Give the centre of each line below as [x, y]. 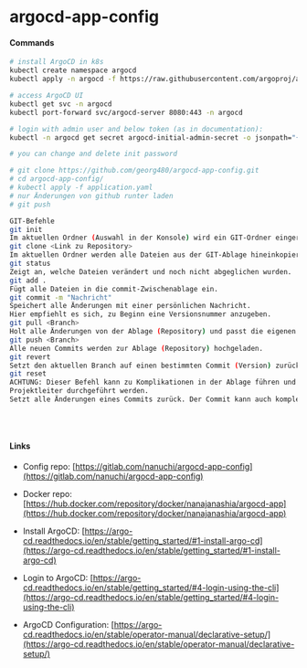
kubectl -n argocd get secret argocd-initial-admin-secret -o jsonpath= [151, 138]
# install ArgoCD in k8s [57, 62]
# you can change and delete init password [94, 154]
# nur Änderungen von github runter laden [91, 196]
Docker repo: [48, 493]
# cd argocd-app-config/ [57, 179]
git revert [30, 357]
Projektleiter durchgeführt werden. [79, 391]
